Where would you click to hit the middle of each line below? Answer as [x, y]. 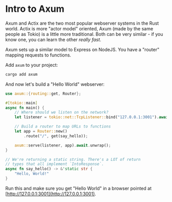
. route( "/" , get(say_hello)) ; [56, 136]
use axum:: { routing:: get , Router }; [43, 94]
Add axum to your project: [31, 65]
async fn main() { [25, 108]
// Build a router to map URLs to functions [63, 126]
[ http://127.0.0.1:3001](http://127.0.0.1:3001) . [51, 194]
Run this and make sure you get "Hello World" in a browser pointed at [79, 188]
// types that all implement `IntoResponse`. [55, 164]
